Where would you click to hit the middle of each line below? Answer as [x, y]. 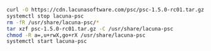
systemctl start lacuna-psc [47, 41]
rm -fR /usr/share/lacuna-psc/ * [53, 22]
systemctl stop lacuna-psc [45, 16]
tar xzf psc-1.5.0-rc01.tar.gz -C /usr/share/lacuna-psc [90, 29]
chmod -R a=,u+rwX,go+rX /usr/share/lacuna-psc [76, 35]
